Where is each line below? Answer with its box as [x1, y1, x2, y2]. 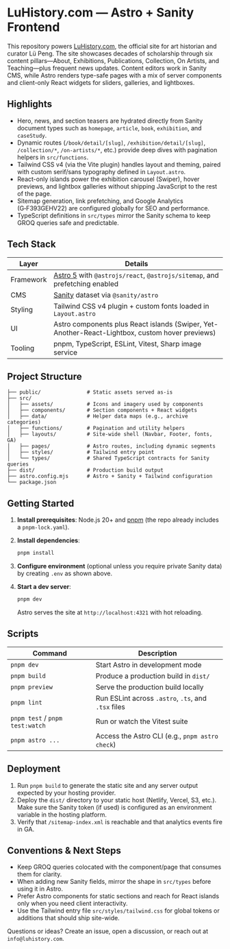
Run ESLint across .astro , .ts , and [95, 693, 207, 703]
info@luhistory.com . [7, 935, 64, 943]
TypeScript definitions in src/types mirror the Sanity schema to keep [16, 211, 211, 219]
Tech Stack [7, 239, 56, 250]
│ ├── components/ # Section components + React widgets [7, 407, 197, 414]
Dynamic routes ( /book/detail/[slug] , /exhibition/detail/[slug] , [16, 139, 206, 147]
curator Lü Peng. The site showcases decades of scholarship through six [7, 49, 214, 58]
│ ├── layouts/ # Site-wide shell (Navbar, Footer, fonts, [7, 431, 213, 438]
